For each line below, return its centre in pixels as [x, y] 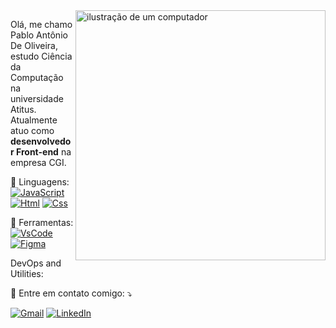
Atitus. [23, 109]
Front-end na [44, 152]
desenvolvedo [41, 141]
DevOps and [36, 263]
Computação [37, 77]
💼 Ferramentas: [42, 222]
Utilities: [27, 273]
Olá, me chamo [41, 24]
